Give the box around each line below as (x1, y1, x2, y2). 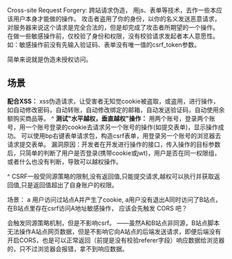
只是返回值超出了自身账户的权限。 (21, 180, 119, 189)
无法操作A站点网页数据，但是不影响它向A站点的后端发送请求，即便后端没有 (7, 227, 222, 236)
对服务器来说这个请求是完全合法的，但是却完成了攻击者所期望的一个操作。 (7, 23, 219, 31)
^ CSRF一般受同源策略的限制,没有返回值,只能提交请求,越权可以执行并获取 (7, 172, 215, 180)
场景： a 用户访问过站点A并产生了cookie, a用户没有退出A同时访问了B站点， (7, 195, 222, 204)
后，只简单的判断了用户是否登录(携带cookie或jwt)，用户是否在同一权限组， (7, 148, 221, 157)
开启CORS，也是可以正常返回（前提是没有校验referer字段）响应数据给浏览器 (7, 236, 225, 244)
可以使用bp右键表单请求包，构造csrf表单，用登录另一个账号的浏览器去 (20, 131, 222, 140)
